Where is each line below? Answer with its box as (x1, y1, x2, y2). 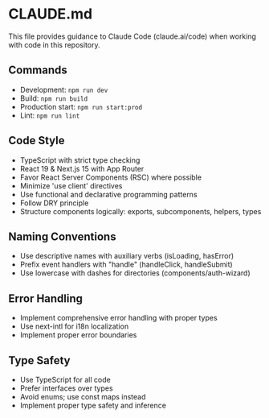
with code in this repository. (8, 39, 100, 49)
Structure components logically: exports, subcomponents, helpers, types (19, 206, 262, 216)
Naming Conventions (8, 230, 116, 243)
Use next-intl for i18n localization (19, 321, 129, 331)
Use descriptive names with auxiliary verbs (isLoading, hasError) (19, 251, 234, 261)
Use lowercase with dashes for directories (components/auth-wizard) (19, 268, 251, 278)
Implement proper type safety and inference (19, 400, 167, 410)
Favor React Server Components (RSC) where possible (19, 172, 202, 182)
